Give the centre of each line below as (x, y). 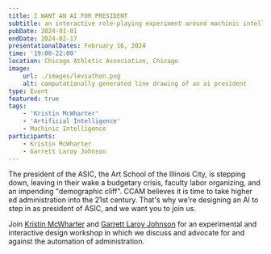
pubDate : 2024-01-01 (43, 31)
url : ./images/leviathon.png (72, 76)
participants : (32, 136)
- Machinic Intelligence (65, 129)
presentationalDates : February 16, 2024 (77, 46)
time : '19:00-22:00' (43, 53)
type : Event (28, 91)
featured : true (34, 99)
